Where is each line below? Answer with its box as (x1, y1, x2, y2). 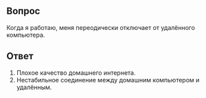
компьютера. (6, 31, 45, 39)
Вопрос (6, 5, 41, 17)
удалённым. (16, 83, 52, 91)
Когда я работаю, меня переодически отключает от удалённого (6, 23, 195, 31)
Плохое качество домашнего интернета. (16, 68, 136, 77)
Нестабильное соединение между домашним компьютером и (16, 76, 200, 84)
